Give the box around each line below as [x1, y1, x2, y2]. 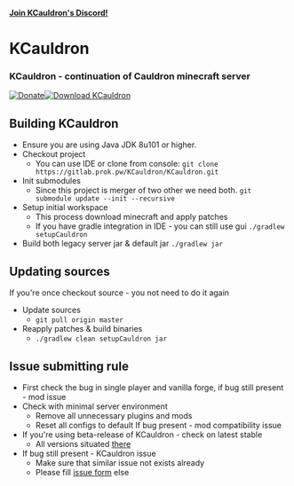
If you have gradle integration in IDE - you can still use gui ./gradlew [35, 221, 285, 231]
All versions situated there [35, 438, 131, 449]
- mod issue [21, 391, 67, 402]
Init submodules [21, 176, 82, 186]
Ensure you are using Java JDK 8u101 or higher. [21, 139, 197, 150]
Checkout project [21, 149, 86, 160]
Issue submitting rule [9, 358, 129, 373]
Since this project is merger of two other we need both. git [35, 185, 252, 196]
